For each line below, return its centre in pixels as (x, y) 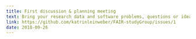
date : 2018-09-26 (27, 27)
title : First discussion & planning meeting (61, 11)
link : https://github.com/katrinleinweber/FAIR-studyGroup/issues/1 (91, 22)
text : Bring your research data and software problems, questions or (92, 17)
